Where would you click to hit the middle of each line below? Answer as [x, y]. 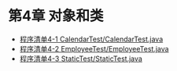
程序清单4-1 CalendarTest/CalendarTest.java [91, 39]
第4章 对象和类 [56, 16]
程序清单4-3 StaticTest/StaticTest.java [81, 59]
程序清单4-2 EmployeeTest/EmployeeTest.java [94, 48]
